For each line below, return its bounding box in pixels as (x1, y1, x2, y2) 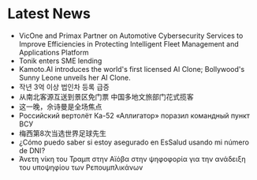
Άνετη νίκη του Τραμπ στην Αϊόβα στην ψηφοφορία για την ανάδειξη (18, 154, 246, 163)
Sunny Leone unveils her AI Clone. (18, 73, 131, 82)
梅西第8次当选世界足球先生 (18, 128, 107, 138)
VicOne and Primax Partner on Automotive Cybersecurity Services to (18, 31, 244, 40)
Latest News (7, 5, 91, 23)
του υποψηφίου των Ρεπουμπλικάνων (18, 163, 143, 172)
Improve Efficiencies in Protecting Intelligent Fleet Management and (18, 39, 240, 48)
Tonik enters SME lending (18, 56, 102, 66)
